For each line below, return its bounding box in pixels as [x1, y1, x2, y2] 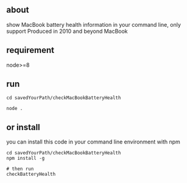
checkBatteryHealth [6, 171, 56, 178]
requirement [6, 45, 55, 55]
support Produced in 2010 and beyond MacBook [6, 27, 128, 35]
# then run [6, 166, 34, 172]
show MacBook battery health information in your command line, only [6, 21, 181, 28]
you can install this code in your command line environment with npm [6, 138, 181, 145]
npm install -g [6, 155, 45, 162]
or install [6, 122, 41, 133]
